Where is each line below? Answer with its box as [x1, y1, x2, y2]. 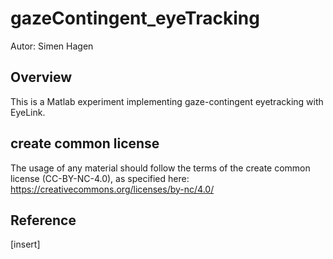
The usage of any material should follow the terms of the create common [10, 162, 311, 174]
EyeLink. [10, 106, 46, 118]
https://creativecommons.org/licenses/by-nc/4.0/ [10, 183, 215, 195]
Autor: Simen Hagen [10, 40, 94, 52]
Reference [10, 212, 77, 229]
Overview [10, 69, 73, 86]
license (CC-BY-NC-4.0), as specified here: [10, 172, 190, 184]
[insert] [10, 238, 41, 251]
